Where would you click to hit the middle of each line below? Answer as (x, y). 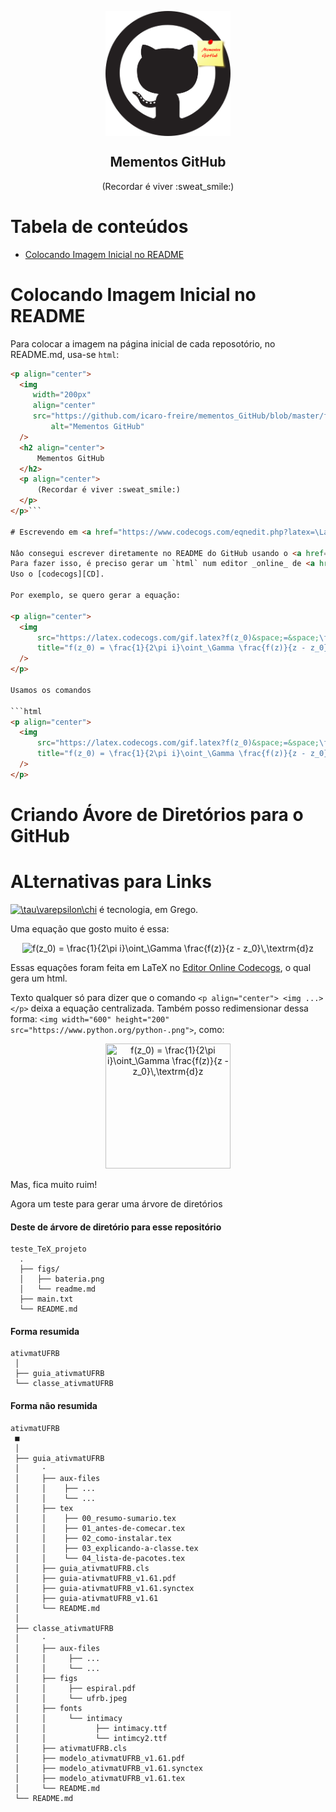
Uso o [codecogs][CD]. (57, 574)
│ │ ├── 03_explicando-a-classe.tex (106, 1548)
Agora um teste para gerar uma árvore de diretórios (116, 1203)
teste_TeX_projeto (48, 1249)
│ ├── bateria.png (62, 1279)
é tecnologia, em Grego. (149, 909)
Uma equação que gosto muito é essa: (90, 928)
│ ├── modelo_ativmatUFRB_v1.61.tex (100, 1778)
